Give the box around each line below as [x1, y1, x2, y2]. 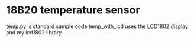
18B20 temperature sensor [6, 3, 140, 17]
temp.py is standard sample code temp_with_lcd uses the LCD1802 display [6, 23, 188, 30]
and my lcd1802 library [6, 29, 62, 36]
